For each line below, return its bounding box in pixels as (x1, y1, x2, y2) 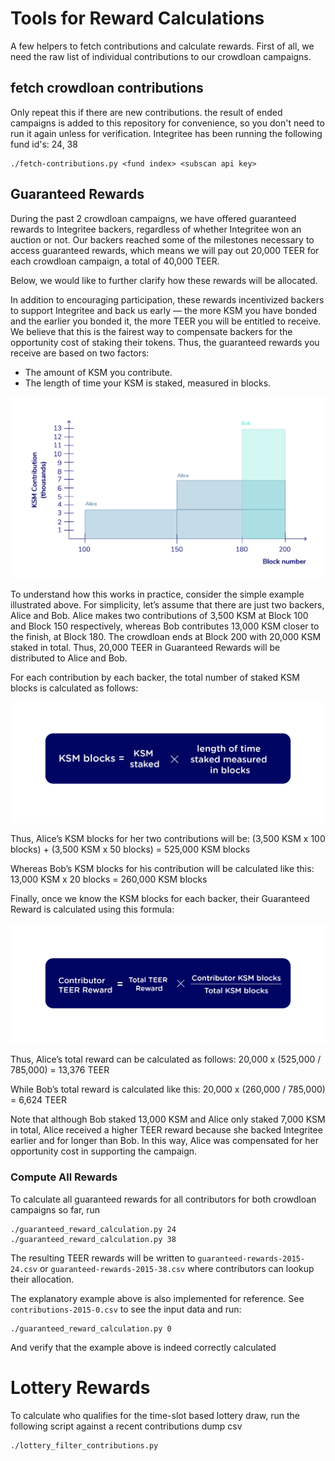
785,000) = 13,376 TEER (10, 1064, 110, 1076)
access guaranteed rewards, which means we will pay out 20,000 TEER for (10, 244, 320, 256)
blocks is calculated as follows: (10, 682, 139, 694)
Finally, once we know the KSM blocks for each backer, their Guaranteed (10, 892, 310, 904)
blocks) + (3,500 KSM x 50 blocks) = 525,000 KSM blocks (10, 843, 251, 855)
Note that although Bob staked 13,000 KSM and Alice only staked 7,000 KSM (10, 1113, 326, 1126)
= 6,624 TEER (10, 1094, 67, 1106)
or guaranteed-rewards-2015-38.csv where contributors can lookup (39, 1262, 315, 1274)
